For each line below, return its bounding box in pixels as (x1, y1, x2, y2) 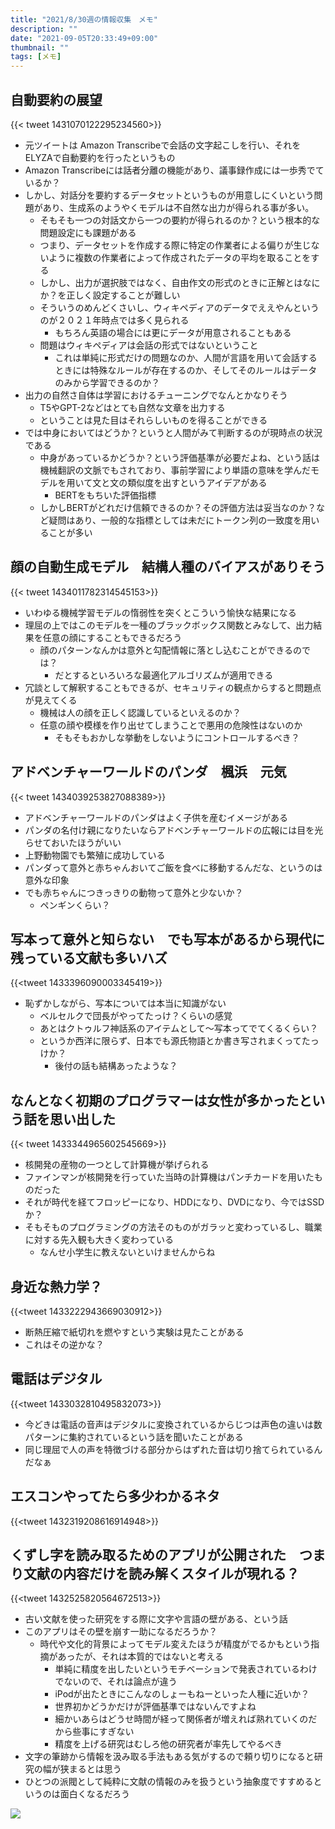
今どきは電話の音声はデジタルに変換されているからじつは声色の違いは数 (24, 1418, 323, 1430)
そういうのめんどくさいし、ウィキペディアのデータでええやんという (39, 301, 320, 313)
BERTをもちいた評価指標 (54, 489, 157, 501)
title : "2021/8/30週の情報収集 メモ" (10, 14, 158, 25)
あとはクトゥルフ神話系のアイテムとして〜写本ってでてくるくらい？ (39, 1022, 319, 1035)
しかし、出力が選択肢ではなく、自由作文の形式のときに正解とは (39, 276, 303, 288)
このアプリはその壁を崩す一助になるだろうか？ (24, 1626, 218, 1638)
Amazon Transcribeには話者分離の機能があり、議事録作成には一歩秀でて (24, 164, 325, 176)
